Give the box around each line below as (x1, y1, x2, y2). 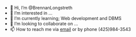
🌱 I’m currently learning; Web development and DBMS (10, 15, 122, 21)
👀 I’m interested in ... (10, 10, 53, 16)
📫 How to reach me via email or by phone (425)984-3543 (10, 26, 131, 32)
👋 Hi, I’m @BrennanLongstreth (10, 5, 73, 10)
